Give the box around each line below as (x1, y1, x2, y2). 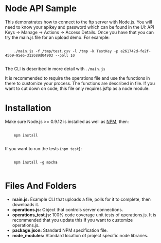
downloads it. (12, 201, 39, 207)
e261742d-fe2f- (120, 49, 151, 53)
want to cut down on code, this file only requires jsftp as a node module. (5, 86, 150, 91)
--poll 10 (55, 53, 75, 58)
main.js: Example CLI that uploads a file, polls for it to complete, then (12, 196, 151, 202)
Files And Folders (5, 180, 77, 191)
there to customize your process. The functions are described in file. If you (5, 80, 155, 86)
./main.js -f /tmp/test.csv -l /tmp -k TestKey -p (14, 49, 119, 53)
